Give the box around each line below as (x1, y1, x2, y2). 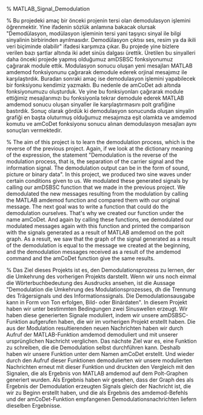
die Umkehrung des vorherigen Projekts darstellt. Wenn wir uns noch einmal (6, 273, 197, 280)
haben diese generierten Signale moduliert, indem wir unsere (6, 312, 159, 318)
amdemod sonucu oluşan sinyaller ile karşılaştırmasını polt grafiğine (6, 101, 176, 108)
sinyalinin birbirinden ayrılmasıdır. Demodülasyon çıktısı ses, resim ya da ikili (6, 36, 196, 43)
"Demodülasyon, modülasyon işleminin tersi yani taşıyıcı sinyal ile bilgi (6, 30, 182, 37)
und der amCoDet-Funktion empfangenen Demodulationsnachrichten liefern (6, 396, 197, 403)
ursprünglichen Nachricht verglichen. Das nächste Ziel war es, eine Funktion (6, 337, 197, 345)
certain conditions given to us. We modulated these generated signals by (6, 177, 189, 184)
